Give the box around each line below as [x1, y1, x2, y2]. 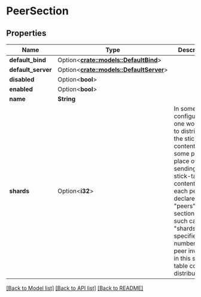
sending [173, 165, 197, 172]
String [57, 95, 76, 103]
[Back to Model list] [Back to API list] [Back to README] [6, 284, 144, 292]
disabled [9, 75, 35, 83]
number [173, 240, 196, 247]
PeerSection [6, 4, 69, 18]
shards [9, 187, 30, 195]
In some [173, 105, 196, 113]
